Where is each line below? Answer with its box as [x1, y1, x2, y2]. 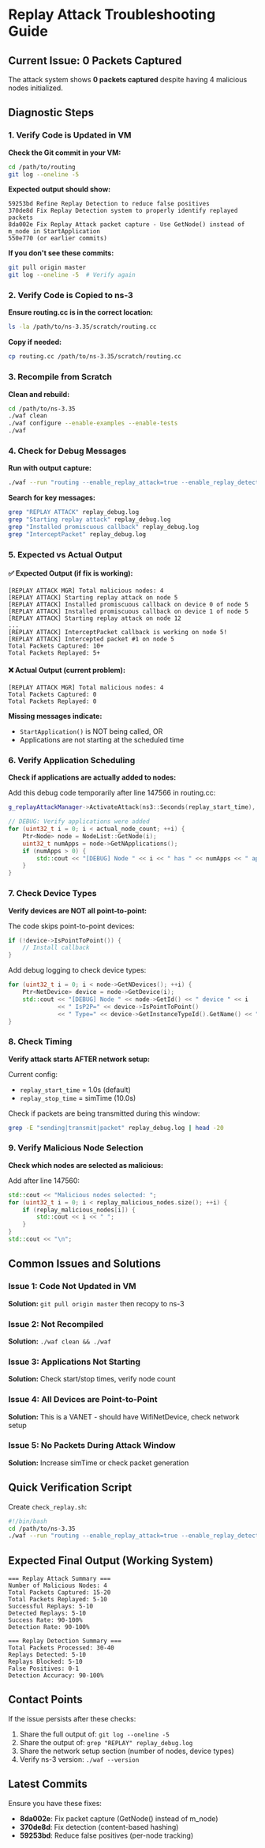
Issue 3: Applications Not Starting [8, 1356, 140, 1367]
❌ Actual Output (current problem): [8, 666, 126, 675]
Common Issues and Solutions [8, 1257, 162, 1271]
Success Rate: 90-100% [8, 1616, 83, 1624]
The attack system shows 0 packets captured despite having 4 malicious [8, 75, 248, 84]
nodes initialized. [8, 83, 63, 93]
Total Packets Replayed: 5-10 [8, 1596, 108, 1604]
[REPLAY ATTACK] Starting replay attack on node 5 [8, 593, 178, 602]
